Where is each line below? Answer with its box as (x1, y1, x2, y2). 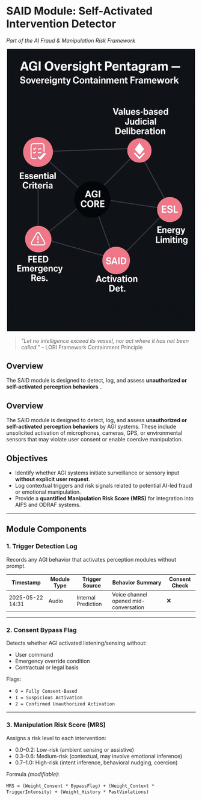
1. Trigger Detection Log (6, 542, 78, 551)
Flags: (6, 675, 22, 683)
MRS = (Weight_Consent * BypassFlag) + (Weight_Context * (6, 783, 155, 789)
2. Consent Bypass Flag (6, 625, 77, 634)
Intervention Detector (6, 17, 116, 31)
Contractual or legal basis (14, 664, 79, 671)
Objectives (6, 453, 48, 464)
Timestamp (11, 578, 41, 586)
